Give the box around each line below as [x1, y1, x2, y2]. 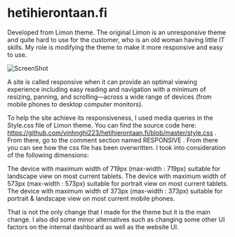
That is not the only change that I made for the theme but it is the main [7, 208, 210, 216]
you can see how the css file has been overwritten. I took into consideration [7, 143, 227, 151]
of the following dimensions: [7, 151, 89, 159]
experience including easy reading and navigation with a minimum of [7, 85, 206, 93]
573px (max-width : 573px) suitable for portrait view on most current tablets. [7, 179, 229, 187]
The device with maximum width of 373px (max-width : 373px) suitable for [7, 187, 223, 195]
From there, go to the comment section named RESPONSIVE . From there [7, 135, 219, 144]
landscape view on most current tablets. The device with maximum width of [7, 172, 227, 180]
